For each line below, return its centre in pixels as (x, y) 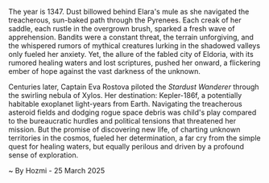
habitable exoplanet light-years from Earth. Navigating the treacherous (126, 104)
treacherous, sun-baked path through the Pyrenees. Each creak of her (125, 20)
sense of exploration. (43, 155)
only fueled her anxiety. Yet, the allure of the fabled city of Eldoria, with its (131, 54)
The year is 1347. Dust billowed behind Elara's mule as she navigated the (129, 12)
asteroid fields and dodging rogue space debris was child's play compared (132, 112)
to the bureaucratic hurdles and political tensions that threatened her (122, 121)
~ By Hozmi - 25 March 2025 (57, 171)
